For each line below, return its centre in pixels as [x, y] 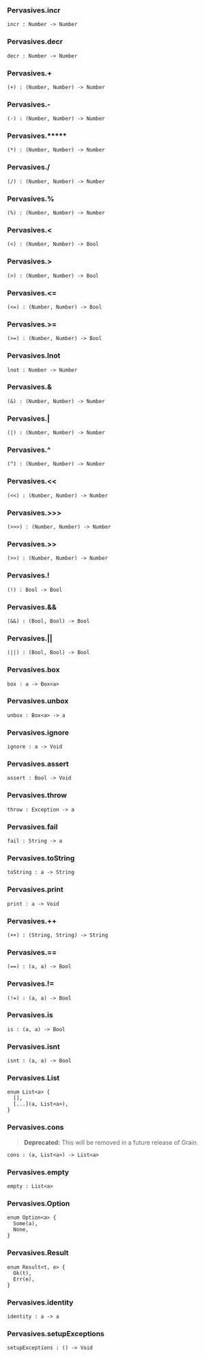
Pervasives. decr [35, 42]
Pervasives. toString [41, 858]
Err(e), [24, 1279]
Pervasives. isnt [33, 1046]
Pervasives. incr [34, 10]
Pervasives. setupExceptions [56, 1333]
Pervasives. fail [32, 827]
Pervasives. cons [35, 1128]
